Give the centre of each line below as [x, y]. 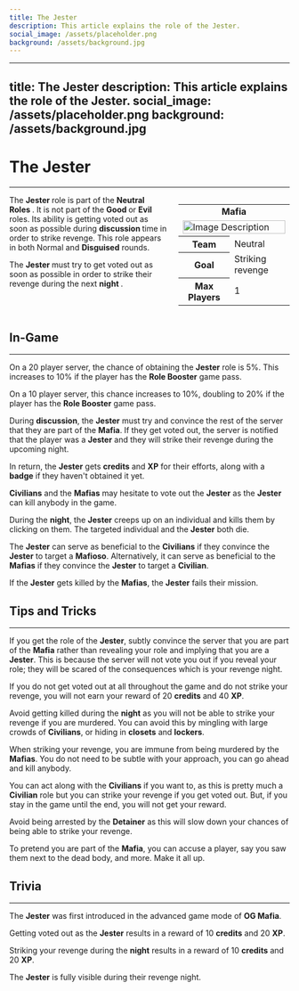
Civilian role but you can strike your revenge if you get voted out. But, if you [148, 795]
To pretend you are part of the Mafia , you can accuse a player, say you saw [148, 848]
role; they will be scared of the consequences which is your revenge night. [146, 669]
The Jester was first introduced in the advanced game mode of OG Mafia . [145, 916]
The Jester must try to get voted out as [81, 265]
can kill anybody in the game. [63, 503]
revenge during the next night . [66, 283]
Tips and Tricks [53, 611]
